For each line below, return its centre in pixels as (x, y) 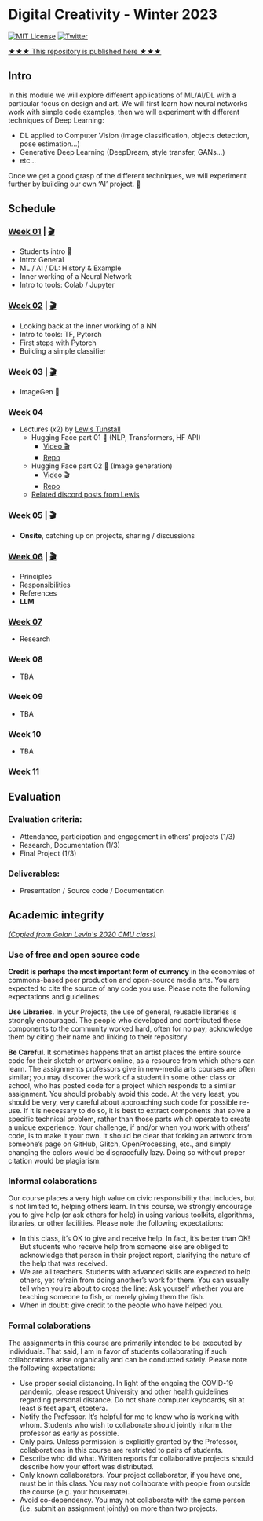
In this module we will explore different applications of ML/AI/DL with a (122, 95)
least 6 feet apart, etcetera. (64, 1408)
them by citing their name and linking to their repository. (99, 1037)
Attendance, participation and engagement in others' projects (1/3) (127, 836)
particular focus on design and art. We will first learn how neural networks (128, 103)
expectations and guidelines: (55, 997)
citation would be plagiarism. (55, 1161)
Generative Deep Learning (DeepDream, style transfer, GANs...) (122, 152)
